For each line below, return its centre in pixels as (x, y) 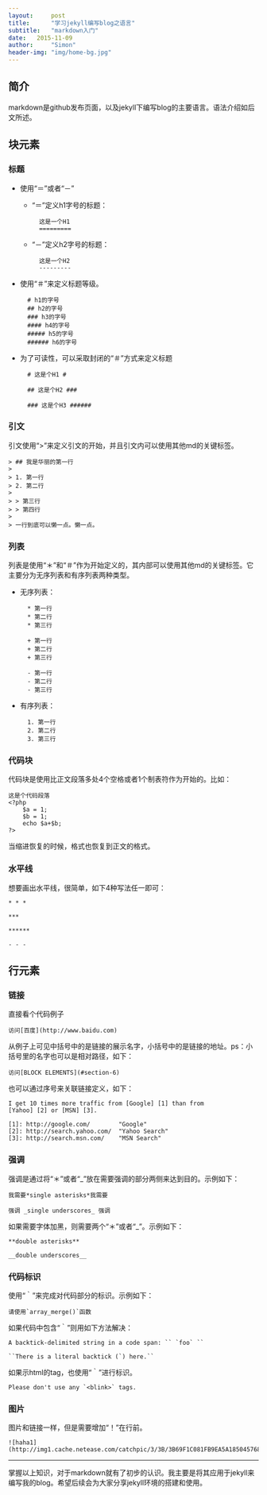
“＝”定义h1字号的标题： (70, 205)
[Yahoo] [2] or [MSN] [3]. (53, 1111)
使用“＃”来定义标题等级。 (61, 284)
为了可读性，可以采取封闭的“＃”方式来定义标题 (96, 357)
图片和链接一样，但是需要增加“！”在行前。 (77, 1427)
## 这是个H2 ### (52, 390)
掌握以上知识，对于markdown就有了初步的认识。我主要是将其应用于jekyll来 (132, 1473)
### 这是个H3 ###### (59, 405)
